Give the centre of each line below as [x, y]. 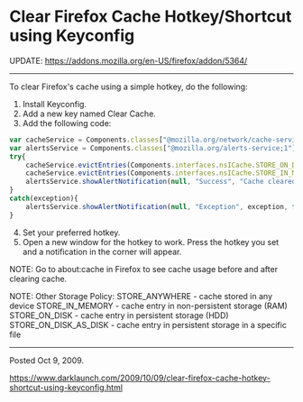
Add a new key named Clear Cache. [89, 114]
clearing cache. [38, 279]
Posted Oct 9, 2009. [46, 360]
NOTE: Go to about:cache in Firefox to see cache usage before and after [143, 269]
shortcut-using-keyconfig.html [66, 387]
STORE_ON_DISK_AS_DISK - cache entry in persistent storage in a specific [148, 324]
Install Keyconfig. [55, 104]
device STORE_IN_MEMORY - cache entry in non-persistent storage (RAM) [149, 306]
